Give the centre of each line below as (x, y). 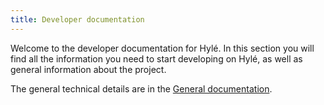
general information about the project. (88, 69)
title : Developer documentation (77, 19)
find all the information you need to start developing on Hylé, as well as (156, 58)
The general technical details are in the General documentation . (141, 88)
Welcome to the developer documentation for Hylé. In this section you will (162, 48)
